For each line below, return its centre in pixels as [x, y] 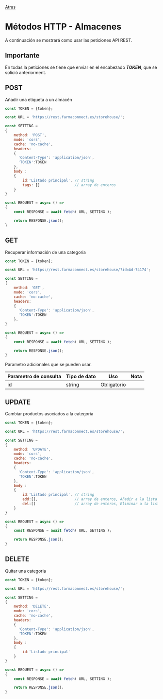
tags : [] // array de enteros [69, 185]
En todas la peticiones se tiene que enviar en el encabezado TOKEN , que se [81, 67]
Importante [22, 56]
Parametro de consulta [34, 376]
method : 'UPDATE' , [32, 449]
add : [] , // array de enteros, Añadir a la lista [90, 499]
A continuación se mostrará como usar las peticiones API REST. [69, 40]
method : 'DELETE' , [32, 606]
